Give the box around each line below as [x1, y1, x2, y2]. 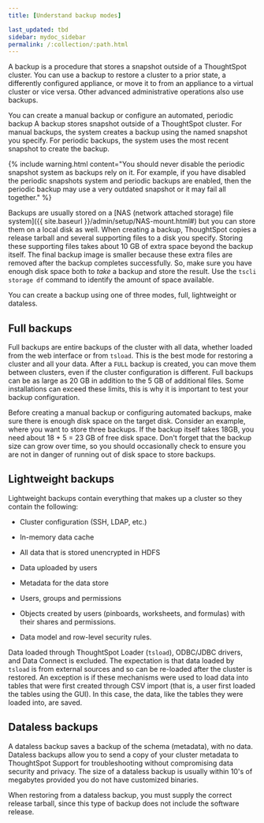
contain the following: [8, 502, 79, 511]
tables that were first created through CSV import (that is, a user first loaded [8, 680, 256, 690]
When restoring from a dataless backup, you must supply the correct [8, 790, 232, 799]
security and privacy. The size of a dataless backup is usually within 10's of [8, 766, 253, 776]
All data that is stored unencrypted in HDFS [19, 547, 161, 557]
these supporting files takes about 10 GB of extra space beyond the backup [8, 242, 254, 251]
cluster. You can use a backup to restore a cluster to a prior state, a [8, 70, 226, 80]
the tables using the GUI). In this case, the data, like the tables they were [8, 689, 244, 699]
